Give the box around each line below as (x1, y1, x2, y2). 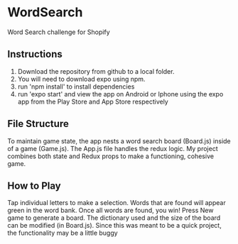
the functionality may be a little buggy (7, 228, 119, 238)
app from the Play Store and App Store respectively (17, 97, 168, 106)
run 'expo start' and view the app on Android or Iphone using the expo (17, 89, 224, 98)
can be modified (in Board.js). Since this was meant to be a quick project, (7, 221, 222, 230)
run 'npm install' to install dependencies (17, 82, 135, 91)
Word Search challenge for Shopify (7, 28, 110, 36)
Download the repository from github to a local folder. (17, 67, 175, 75)
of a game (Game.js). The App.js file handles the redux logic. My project (7, 144, 218, 152)
